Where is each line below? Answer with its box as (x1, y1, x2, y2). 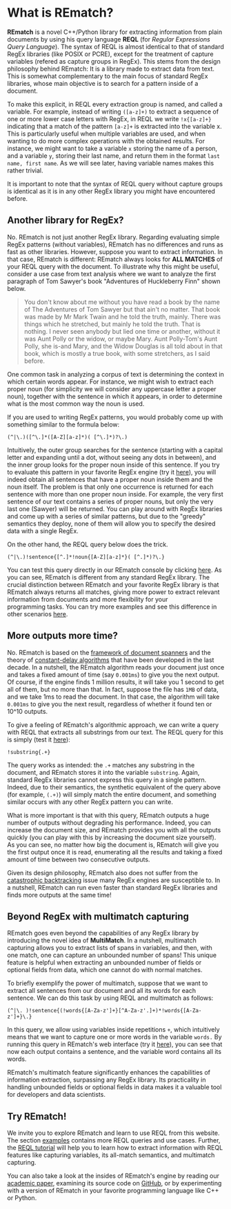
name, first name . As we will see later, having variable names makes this (7, 159, 214, 167)
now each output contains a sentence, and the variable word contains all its (7, 1048, 222, 1056)
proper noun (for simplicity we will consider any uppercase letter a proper (7, 384, 217, 393)
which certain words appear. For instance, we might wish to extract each (7, 377, 214, 386)
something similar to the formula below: (7, 420, 120, 429)
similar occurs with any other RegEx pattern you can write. (7, 798, 174, 806)
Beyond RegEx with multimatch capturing (7, 911, 190, 922)
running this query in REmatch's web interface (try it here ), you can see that (7, 1040, 223, 1048)
